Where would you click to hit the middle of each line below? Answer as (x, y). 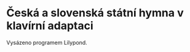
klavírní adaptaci (50, 26)
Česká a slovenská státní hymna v (95, 13)
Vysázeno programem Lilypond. (47, 42)
